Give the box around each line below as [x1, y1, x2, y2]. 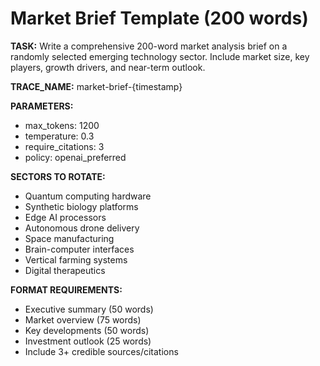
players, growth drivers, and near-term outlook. [10, 61, 206, 73]
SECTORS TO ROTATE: [10, 170, 106, 182]
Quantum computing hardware [24, 190, 152, 202]
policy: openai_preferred [24, 151, 127, 163]
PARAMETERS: [10, 100, 74, 112]
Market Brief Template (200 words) [10, 7, 309, 30]
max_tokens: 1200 [24, 119, 100, 131]
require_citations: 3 [24, 140, 105, 152]
